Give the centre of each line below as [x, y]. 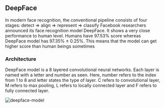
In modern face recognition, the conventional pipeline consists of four [76, 20]
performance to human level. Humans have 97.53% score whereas [73, 36]
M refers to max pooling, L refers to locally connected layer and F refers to [81, 85]
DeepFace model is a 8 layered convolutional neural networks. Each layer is [82, 70]
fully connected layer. [27, 91]
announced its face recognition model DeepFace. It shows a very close [78, 30]
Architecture [21, 59]
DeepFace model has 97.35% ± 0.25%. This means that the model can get [81, 41]
